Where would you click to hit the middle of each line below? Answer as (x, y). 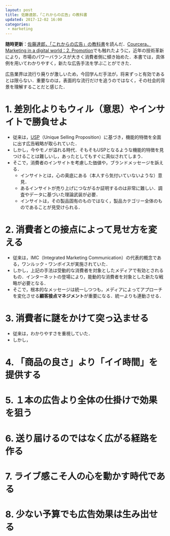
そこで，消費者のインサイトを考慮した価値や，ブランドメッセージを (83, 163)
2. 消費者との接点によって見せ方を (77, 230)
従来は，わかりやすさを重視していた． (53, 333)
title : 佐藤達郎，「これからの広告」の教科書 (46, 15)
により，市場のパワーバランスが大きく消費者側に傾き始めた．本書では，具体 (85, 57)
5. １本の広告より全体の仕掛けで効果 (81, 400)
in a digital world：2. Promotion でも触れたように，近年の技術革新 (96, 50)
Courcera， (139, 44)
